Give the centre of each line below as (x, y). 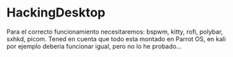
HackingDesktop (56, 13)
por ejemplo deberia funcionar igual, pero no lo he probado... (94, 46)
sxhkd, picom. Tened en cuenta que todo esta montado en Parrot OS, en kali (116, 38)
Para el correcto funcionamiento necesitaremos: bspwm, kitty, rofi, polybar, (115, 32)
